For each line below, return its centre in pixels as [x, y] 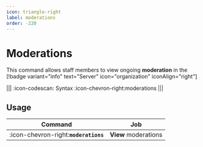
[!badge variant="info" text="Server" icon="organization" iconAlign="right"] [102, 77]
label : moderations [31, 18]
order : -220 [21, 23]
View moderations [136, 135]
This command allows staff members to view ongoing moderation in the [97, 70]
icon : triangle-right [34, 12]
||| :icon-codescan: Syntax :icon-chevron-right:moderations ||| [85, 88]
